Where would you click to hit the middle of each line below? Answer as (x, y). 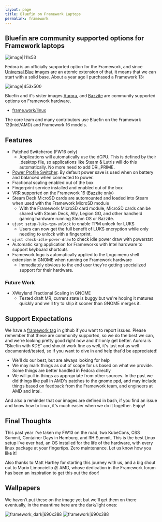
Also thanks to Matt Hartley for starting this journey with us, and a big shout (80, 462)
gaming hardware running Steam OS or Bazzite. (67, 219)
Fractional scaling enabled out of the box (53, 183)
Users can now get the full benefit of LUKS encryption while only (84, 229)
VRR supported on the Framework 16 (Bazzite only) (63, 193)
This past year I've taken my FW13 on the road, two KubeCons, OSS (73, 432)
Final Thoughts (28, 421)
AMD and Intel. (27, 391)
